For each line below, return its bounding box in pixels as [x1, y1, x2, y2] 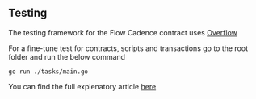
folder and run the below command [8, 52, 126, 61]
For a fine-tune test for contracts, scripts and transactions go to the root [8, 43, 249, 53]
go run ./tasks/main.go [8, 68, 89, 76]
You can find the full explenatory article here [8, 81, 157, 91]
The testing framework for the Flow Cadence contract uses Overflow [8, 27, 238, 37]
